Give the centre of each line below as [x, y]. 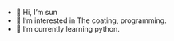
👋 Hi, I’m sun [36, 12]
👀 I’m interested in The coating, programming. [91, 20]
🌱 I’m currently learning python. [67, 29]
